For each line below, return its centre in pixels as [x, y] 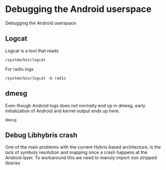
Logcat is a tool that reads [32, 50]
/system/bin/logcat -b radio [35, 78]
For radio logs [19, 69]
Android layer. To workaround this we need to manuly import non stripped [81, 158]
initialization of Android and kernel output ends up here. [62, 111]
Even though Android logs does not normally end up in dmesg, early [75, 105]
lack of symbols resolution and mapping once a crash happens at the [76, 153]
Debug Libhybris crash [41, 135]
